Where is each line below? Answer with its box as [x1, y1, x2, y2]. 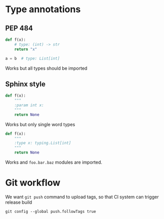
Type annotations [5, 4, 81, 15]
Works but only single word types [5, 121, 75, 128]
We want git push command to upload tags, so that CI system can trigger [5, 194, 159, 200]
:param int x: [14, 103, 44, 108]
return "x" [14, 47, 37, 52]
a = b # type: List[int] [5, 56, 60, 61]
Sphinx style [5, 80, 46, 88]
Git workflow [5, 177, 61, 189]
